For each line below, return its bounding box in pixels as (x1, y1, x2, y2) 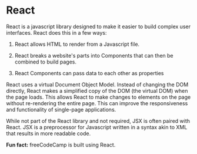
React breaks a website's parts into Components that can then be (14, 52, 173, 59)
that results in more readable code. (6, 130, 91, 137)
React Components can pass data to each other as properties (14, 69, 164, 76)
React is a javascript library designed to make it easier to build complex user (6, 23, 191, 30)
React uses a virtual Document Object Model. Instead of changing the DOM (6, 81, 189, 88)
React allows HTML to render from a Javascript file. (14, 41, 140, 48)
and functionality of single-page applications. (6, 106, 116, 113)
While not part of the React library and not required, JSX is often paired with (6, 117, 190, 124)
